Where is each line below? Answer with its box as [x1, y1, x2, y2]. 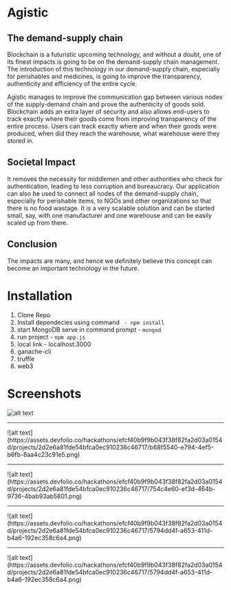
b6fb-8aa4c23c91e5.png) [7, 450, 80, 458]
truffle [16, 354, 35, 363]
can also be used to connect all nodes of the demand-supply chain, [7, 189, 199, 197]
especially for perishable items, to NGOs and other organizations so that [7, 196, 212, 205]
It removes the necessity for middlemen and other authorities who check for [7, 174, 223, 183]
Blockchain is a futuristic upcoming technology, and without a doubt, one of [7, 50, 221, 58]
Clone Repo [16, 310, 51, 319]
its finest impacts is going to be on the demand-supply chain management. [7, 58, 220, 66]
